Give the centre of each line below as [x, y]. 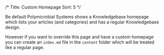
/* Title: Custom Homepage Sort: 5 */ [43, 7]
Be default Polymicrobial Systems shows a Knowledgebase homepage [77, 17]
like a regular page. [25, 47]
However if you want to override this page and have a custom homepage [80, 37]
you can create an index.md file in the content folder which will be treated [80, 42]
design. [13, 27]
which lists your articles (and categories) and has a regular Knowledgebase [82, 22]
